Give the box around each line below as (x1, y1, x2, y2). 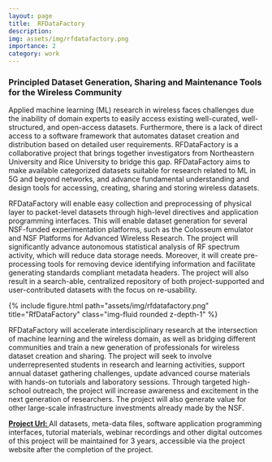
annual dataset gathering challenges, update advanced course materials (8, 368, 250, 378)
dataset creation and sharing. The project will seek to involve (8, 351, 213, 361)
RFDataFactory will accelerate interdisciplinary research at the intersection (8, 325, 258, 335)
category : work (8, 50, 60, 58)
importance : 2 (8, 42, 57, 50)
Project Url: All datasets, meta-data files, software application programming (8, 419, 262, 429)
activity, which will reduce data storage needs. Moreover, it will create (8, 251, 242, 260)
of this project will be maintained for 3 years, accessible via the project (8, 436, 245, 446)
